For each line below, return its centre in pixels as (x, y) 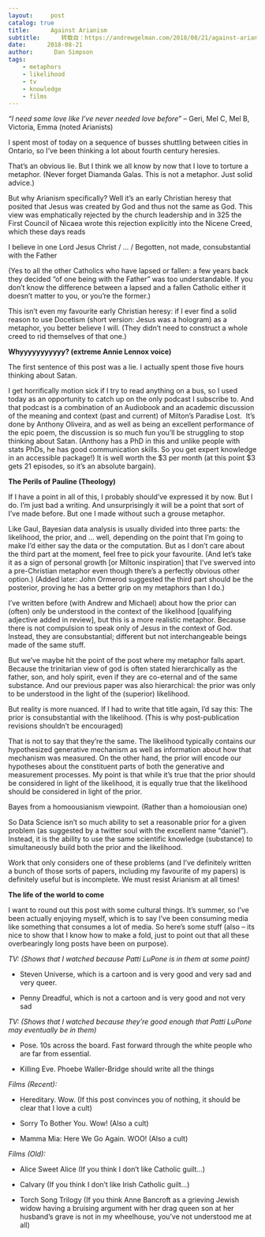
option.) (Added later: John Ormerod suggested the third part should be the (131, 579)
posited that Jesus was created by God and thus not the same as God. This (131, 207)
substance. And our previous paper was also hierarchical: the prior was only (132, 686)
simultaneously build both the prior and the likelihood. (95, 848)
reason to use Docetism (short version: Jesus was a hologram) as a (118, 320)
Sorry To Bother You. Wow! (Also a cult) (84, 1123)
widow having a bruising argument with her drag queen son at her (127, 1209)
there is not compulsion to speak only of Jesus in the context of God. (120, 628)
